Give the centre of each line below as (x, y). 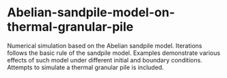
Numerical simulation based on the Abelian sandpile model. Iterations (105, 45)
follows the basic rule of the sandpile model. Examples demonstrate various (114, 53)
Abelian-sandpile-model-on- (91, 13)
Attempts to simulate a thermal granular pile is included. (85, 67)
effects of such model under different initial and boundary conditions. (105, 60)
